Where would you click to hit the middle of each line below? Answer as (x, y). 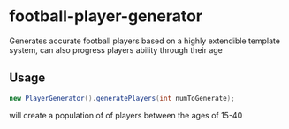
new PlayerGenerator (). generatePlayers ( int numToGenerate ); (122, 98)
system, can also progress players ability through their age (116, 49)
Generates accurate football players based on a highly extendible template (145, 41)
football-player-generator (106, 16)
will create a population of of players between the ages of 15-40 (126, 115)
